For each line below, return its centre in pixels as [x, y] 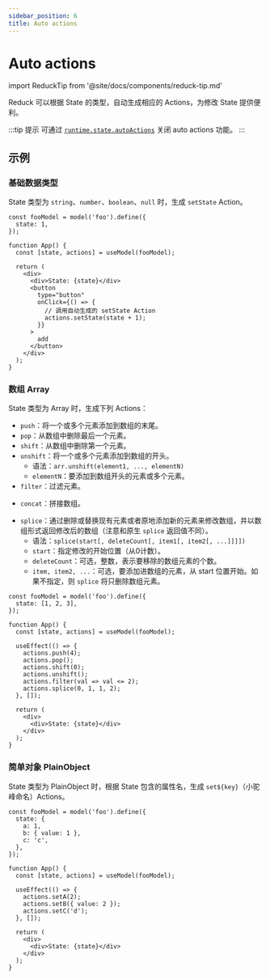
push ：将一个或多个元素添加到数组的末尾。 [91, 426]
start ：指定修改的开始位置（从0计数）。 [99, 551]
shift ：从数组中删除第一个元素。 [75, 446]
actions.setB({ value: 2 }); [72, 904]
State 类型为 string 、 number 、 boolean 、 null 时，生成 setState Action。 [128, 202]
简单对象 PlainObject [49, 767]
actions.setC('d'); [56, 911]
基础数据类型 [34, 183]
